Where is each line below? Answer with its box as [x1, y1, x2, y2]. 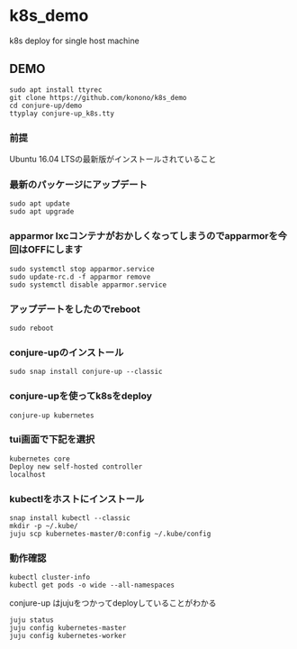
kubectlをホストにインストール [9, 492, 145, 505]
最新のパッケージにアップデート [9, 178, 148, 190]
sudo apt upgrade [9, 207, 75, 216]
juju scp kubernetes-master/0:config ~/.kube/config [9, 529, 211, 539]
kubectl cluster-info [9, 573, 91, 582]
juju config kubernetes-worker [9, 632, 127, 641]
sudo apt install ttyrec [9, 85, 103, 95]
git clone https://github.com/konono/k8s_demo [9, 93, 187, 102]
